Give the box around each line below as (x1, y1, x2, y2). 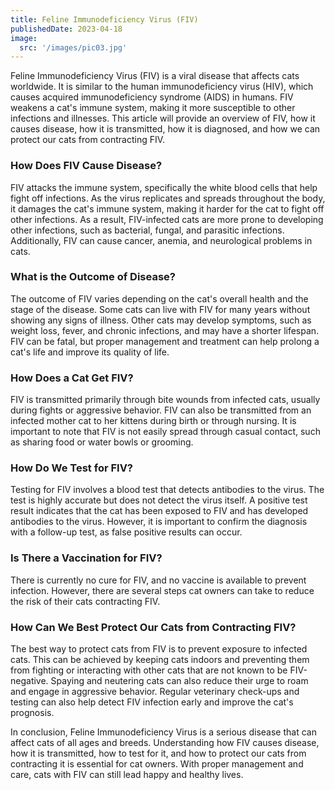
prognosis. (10, 707, 55, 719)
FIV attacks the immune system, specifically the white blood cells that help (10, 181, 318, 193)
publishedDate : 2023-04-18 (10, 24, 123, 34)
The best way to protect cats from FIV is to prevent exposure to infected (10, 643, 308, 655)
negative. (10, 675, 49, 687)
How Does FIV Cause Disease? (10, 159, 163, 173)
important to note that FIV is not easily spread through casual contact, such (10, 426, 321, 438)
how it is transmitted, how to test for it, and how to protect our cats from (10, 747, 307, 760)
